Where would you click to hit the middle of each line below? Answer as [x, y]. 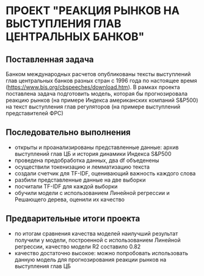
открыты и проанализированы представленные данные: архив [97, 147]
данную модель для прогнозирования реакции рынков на [90, 259]
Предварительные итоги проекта [73, 219]
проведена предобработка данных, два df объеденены [87, 160]
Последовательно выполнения [68, 132]
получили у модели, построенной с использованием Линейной [97, 240]
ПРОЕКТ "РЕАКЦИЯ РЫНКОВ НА [93, 11]
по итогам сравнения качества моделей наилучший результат [96, 233]
